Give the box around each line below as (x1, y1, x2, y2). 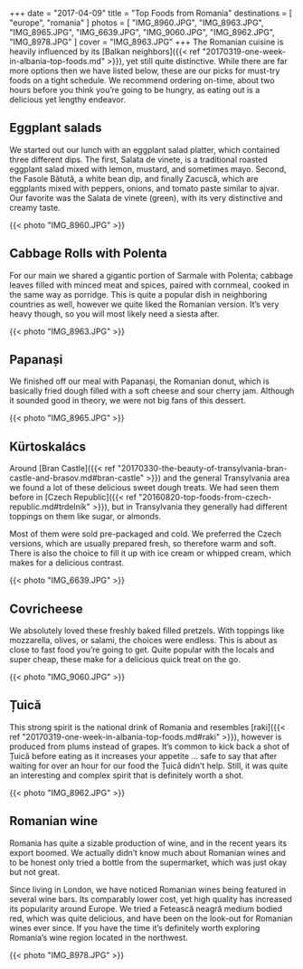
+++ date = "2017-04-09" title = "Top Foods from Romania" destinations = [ (9, 8, 292, 18)
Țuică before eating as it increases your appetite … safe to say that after (9, 750, 278, 761)
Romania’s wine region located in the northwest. (9, 932, 188, 943)
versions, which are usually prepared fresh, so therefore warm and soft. (9, 538, 277, 549)
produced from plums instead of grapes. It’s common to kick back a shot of (9, 741, 290, 752)
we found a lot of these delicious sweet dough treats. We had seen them (9, 482, 279, 493)
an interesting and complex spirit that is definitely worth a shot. (9, 769, 244, 781)
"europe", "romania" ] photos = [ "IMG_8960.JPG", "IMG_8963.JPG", (9, 17, 264, 28)
